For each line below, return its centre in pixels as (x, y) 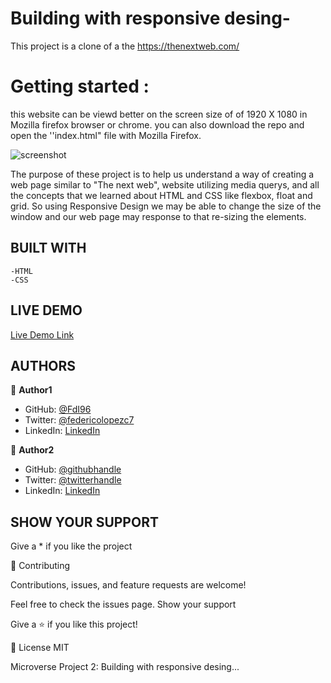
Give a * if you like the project (71, 546)
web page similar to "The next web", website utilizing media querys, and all (165, 184)
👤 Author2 (32, 450)
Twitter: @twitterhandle (73, 480)
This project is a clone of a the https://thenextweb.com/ (125, 46)
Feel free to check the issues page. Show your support (123, 604)
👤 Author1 (31, 390)
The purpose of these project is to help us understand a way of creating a (162, 174)
